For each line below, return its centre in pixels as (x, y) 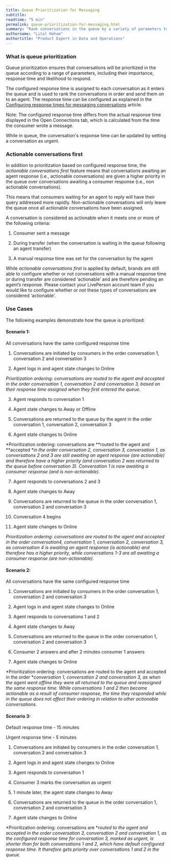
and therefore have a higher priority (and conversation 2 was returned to (83, 460)
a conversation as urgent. (33, 141)
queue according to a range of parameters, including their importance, (80, 73)
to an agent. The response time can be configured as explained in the (79, 99)
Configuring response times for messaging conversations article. (74, 105)
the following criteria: (28, 223)
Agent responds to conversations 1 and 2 (56, 617)
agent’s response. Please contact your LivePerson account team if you (80, 285)
